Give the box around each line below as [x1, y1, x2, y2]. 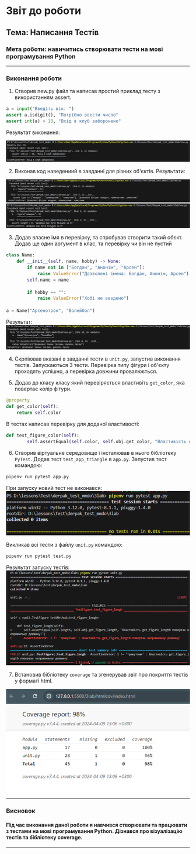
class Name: [6, 252, 35, 258]
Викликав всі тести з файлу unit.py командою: [6, 541, 123, 548]
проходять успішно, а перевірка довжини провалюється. [14, 368, 157, 375]
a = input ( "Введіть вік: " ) [6, 106, 75, 112]
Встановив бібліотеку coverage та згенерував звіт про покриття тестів [14, 671, 188, 678]
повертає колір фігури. [14, 385, 72, 393]
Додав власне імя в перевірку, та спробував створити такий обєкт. [14, 234, 183, 241]
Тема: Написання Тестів [6, 28, 99, 37]
